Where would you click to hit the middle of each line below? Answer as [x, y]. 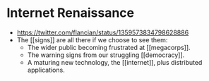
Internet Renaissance [71, 13]
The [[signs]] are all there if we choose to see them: [92, 39]
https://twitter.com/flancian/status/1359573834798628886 [103, 32]
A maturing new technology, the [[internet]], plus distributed [115, 62]
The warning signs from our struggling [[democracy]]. [106, 55]
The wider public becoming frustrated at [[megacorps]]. [109, 47]
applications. [46, 70]
